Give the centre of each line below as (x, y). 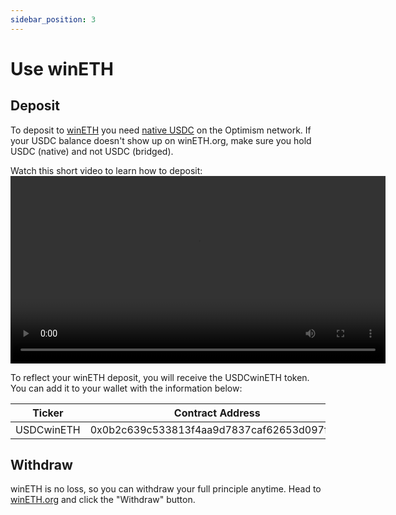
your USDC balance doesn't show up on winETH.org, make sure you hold (161, 140)
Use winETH (62, 68)
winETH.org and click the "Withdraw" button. (103, 500)
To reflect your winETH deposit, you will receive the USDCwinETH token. (160, 377)
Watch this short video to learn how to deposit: (106, 170)
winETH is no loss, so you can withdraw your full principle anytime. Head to (166, 489)
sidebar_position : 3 (53, 19)
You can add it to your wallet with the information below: (126, 388)
